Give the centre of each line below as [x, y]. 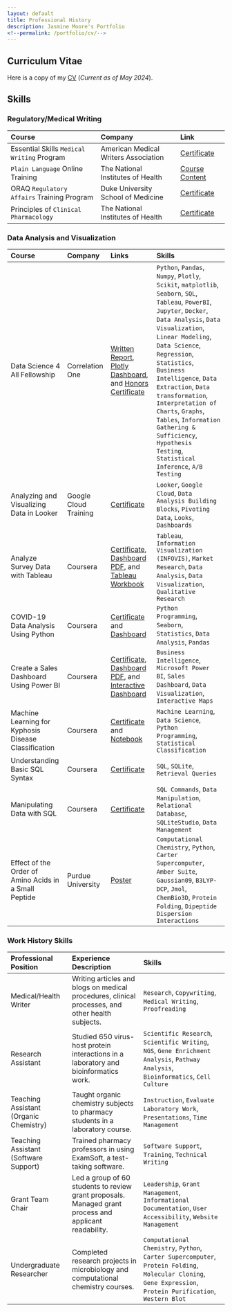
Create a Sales [34, 668]
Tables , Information [188, 420]
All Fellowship [33, 375]
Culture [156, 1085]
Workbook [127, 584]
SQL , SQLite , [175, 766]
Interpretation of [187, 403]
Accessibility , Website [181, 1217]
